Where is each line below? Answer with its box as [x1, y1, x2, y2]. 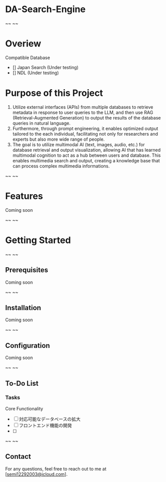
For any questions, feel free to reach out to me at [5, 465, 107, 472]
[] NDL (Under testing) [12, 70, 59, 76]
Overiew [5, 38, 41, 49]
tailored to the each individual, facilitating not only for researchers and [12, 131, 158, 137]
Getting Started [5, 234, 71, 246]
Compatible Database [5, 54, 50, 61]
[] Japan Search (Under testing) [12, 64, 79, 70]
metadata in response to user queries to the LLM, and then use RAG [12, 109, 153, 115]
